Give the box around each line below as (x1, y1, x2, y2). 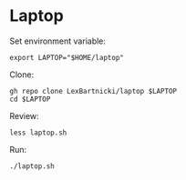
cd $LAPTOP (9, 95, 51, 104)
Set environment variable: (9, 35, 107, 46)
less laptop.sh (9, 128, 67, 137)
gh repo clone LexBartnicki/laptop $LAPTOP (9, 86, 178, 95)
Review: (9, 110, 39, 121)
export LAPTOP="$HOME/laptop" (9, 53, 125, 62)
